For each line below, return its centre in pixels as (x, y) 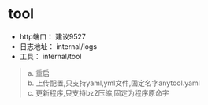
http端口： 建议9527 (53, 36)
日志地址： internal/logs (58, 46)
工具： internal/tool (50, 56)
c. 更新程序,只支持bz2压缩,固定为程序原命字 (98, 92)
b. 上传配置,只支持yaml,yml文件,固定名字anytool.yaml (114, 83)
